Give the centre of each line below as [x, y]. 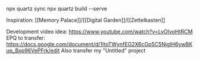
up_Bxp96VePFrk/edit [33, 50]
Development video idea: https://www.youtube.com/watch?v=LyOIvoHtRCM [99, 31]
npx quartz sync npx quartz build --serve [57, 9]
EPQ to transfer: [26, 38]
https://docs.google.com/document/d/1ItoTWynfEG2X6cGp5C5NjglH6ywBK [99, 44]
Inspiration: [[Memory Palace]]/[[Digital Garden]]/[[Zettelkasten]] [86, 20]
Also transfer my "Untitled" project [103, 50]
